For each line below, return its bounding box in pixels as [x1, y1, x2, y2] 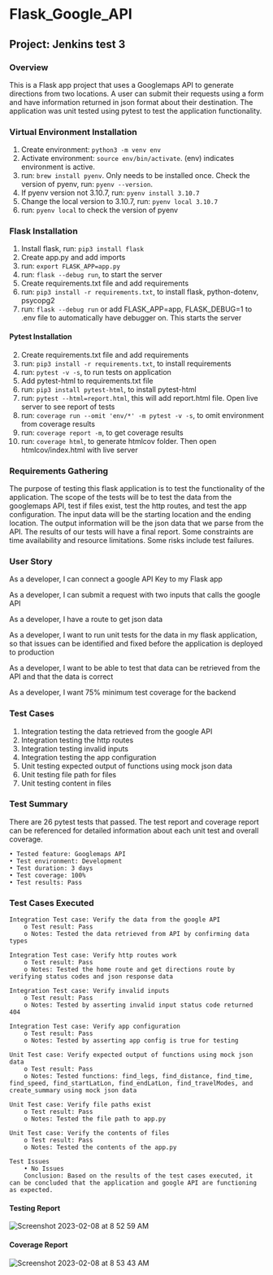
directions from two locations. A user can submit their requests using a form [9, 89, 264, 98]
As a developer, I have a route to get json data [9, 615, 163, 624]
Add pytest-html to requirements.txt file [20, 376, 154, 385]
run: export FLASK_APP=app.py [20, 261, 121, 271]
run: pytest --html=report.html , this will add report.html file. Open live [20, 393, 258, 403]
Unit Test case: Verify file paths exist [9, 1101, 152, 1109]
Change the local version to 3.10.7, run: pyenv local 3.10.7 [20, 197, 219, 207]
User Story [9, 555, 53, 567]
